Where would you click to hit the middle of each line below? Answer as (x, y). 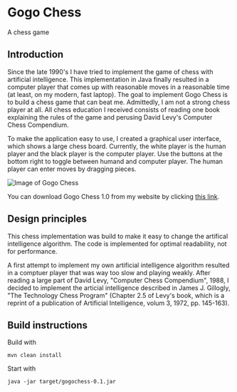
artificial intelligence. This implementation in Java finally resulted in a (108, 79)
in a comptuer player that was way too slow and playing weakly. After (109, 272)
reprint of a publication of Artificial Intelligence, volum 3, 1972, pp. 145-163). (118, 303)
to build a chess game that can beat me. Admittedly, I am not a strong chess (119, 102)
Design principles (47, 219)
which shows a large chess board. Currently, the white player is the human (117, 146)
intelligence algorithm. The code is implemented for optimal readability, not (117, 244)
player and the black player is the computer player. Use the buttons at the (115, 153)
